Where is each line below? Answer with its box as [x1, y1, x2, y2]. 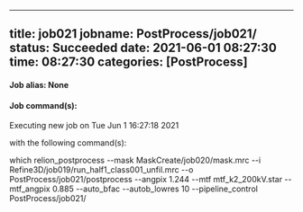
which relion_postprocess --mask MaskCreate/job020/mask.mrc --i [9, 155, 262, 166]
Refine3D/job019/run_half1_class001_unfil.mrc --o [9, 164, 194, 175]
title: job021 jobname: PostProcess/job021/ [9, 26, 257, 41]
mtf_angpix [9, 183, 51, 194]
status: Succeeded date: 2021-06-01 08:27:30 [9, 40, 277, 56]
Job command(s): [9, 100, 78, 110]
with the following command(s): [9, 137, 127, 148]
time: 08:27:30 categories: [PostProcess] [9, 55, 248, 70]
